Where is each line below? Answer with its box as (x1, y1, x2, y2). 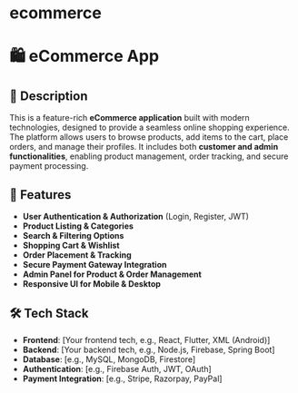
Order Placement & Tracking (22, 250, 132, 260)
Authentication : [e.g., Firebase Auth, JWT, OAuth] (22, 363, 212, 374)
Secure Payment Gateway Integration (22, 260, 167, 270)
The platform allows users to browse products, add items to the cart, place (9, 132, 289, 142)
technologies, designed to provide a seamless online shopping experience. (9, 122, 291, 133)
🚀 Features (9, 187, 72, 202)
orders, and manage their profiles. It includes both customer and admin (9, 142, 279, 152)
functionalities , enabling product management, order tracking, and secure (9, 151, 289, 162)
